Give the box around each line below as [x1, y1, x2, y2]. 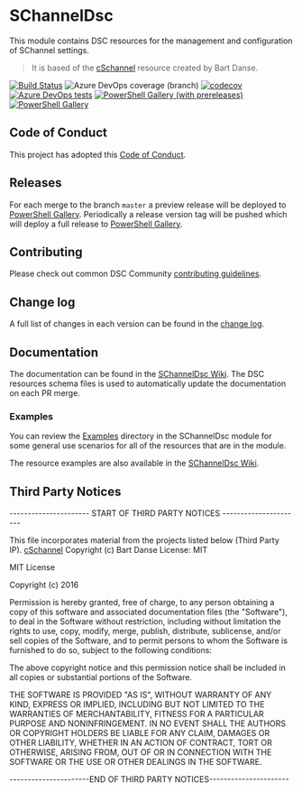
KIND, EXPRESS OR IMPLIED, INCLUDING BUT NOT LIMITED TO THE [9, 699, 265, 710]
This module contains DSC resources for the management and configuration [9, 35, 293, 46]
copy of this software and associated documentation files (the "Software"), [9, 606, 288, 618]
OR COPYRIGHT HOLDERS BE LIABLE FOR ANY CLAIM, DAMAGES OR [9, 728, 270, 739]
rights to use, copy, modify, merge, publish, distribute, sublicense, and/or [9, 626, 281, 637]
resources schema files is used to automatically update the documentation [9, 378, 287, 389]
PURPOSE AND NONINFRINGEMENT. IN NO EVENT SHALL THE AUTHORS [9, 718, 287, 729]
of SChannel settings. [9, 44, 90, 55]
